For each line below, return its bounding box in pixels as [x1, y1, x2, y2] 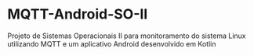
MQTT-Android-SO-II [7, 5, 148, 23]
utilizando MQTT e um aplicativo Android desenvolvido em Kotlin [7, 39, 216, 48]
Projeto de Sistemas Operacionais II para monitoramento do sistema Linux [7, 31, 246, 40]
